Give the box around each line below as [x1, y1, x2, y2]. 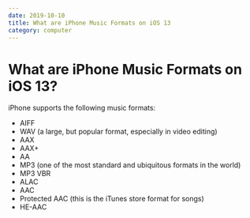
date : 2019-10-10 [8, 11, 65, 20]
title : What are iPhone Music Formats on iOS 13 [8, 19, 171, 27]
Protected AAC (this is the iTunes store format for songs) [19, 194, 205, 204]
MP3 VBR [19, 169, 51, 179]
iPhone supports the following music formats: [8, 103, 156, 113]
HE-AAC [19, 202, 47, 212]
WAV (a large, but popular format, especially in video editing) [19, 127, 218, 137]
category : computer [8, 26, 73, 34]
